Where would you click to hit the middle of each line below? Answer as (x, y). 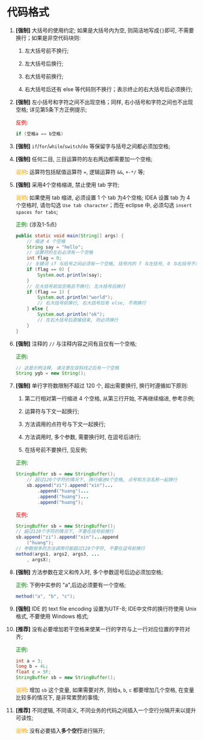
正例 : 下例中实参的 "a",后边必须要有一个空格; (70, 585)
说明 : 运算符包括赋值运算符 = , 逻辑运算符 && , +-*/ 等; (80, 172)
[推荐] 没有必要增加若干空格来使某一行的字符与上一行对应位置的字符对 (103, 629)
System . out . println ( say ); (70, 275)
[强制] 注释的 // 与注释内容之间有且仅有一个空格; (76, 343)
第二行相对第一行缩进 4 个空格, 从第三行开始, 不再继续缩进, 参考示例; (110, 399)
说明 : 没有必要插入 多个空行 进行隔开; (60, 731)
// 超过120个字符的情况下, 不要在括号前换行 (64, 532)
